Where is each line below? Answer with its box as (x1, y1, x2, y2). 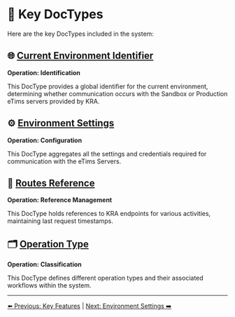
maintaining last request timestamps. (7, 217, 113, 225)
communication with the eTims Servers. (7, 157, 122, 166)
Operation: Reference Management (7, 196, 113, 204)
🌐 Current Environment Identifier (7, 50, 154, 62)
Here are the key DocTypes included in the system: (7, 29, 154, 38)
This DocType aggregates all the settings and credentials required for (7, 149, 207, 158)
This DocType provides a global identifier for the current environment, (7, 82, 208, 90)
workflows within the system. (7, 281, 92, 290)
